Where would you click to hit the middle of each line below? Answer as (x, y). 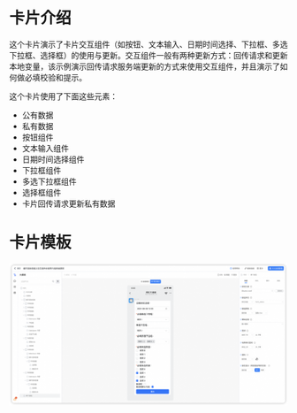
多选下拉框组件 (49, 181)
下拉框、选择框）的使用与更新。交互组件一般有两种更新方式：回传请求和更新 (148, 55)
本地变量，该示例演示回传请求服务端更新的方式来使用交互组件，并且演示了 (145, 66)
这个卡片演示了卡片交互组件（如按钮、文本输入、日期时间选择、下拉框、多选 (148, 44)
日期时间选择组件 (53, 159)
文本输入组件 (45, 148)
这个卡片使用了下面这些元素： (63, 96)
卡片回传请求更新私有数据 (69, 203)
